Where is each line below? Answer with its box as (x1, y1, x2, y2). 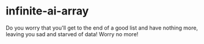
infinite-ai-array (5, 4, 89, 18)
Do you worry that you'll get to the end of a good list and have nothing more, (5, 24, 199, 31)
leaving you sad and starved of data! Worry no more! (5, 30, 139, 37)
